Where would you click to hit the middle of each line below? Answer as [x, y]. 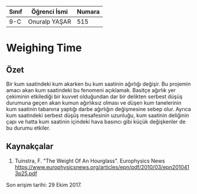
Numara [88, 12]
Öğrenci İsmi [50, 12]
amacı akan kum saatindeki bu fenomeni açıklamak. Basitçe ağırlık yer [91, 90]
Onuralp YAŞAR [50, 22]
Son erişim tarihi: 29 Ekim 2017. [44, 185]
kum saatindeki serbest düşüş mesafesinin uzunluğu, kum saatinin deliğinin [98, 115]
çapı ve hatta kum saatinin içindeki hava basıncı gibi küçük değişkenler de [96, 122]
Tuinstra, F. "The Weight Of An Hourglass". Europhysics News [90, 161]
